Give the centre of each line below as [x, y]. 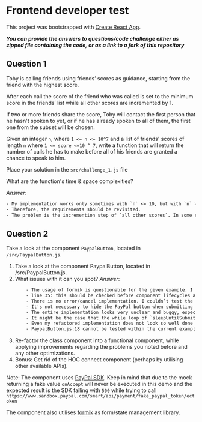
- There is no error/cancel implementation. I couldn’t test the [110, 301]
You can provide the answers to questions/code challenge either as [93, 38]
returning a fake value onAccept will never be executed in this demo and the [99, 384]
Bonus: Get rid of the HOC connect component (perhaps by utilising [99, 360]
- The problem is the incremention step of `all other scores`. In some [99, 215]
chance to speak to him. [36, 158]
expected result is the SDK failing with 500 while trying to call [81, 390]
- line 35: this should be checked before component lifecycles [108, 296]
